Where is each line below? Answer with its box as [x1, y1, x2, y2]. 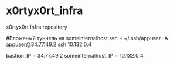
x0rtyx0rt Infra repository [6, 23, 67, 30]
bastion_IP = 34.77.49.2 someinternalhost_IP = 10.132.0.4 [6, 52, 144, 59]
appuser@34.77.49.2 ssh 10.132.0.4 [6, 41, 92, 48]
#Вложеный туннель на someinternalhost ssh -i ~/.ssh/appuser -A [6, 34, 168, 41]
